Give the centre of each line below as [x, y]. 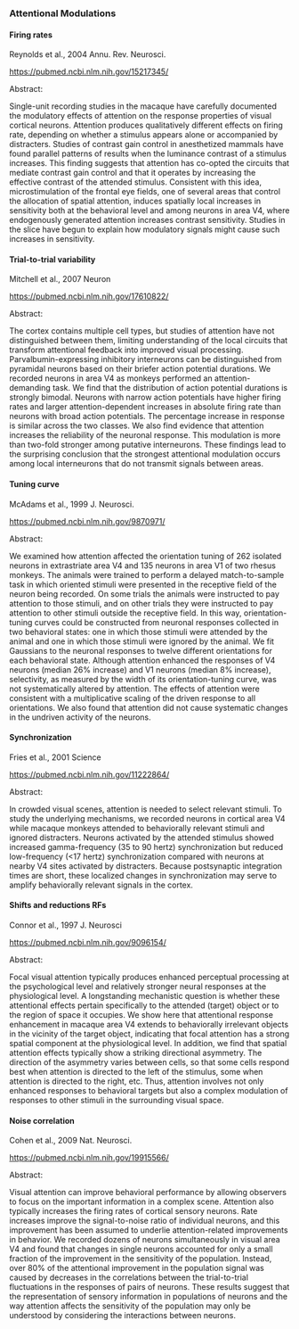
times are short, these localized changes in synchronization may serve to [143, 875]
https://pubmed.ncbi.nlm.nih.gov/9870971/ [87, 521]
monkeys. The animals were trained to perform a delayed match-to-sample [147, 574]
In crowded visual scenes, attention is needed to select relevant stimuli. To [145, 809]
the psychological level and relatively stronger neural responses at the [138, 986]
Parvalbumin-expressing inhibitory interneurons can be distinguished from [145, 359]
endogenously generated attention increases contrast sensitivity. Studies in [147, 220]
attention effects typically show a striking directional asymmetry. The [136, 1052]
